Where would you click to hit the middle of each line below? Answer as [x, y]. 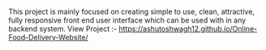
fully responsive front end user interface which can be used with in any [127, 20]
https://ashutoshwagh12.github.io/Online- [188, 29]
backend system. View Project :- [63, 29]
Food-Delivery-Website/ [49, 37]
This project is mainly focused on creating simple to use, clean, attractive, [132, 12]
